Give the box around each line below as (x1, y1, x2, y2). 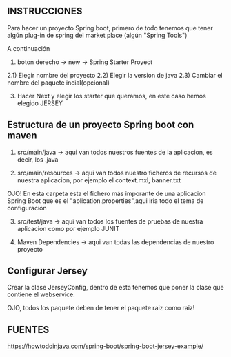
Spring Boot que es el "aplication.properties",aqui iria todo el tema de (7, 196, 204, 205)
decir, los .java (17, 155, 59, 164)
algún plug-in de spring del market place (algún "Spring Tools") (7, 31, 188, 39)
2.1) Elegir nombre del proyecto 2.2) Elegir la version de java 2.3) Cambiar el (7, 71, 223, 79)
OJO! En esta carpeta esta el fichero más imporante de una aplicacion (7, 189, 206, 197)
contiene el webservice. (7, 290, 76, 299)
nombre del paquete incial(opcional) (7, 78, 110, 87)
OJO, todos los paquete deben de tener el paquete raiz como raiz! (7, 304, 195, 312)
